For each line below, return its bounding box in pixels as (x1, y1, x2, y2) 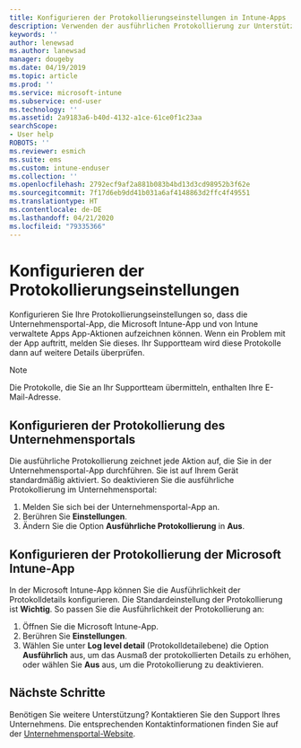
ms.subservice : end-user (9, 96, 102, 106)
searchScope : (9, 122, 58, 131)
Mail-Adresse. (9, 392, 61, 402)
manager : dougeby (9, 55, 74, 64)
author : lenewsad (9, 38, 74, 48)
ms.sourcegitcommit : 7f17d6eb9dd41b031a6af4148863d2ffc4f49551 (9, 189, 251, 198)
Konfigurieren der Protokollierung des (9, 418, 226, 433)
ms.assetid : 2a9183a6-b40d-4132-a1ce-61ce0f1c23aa (9, 113, 202, 122)
